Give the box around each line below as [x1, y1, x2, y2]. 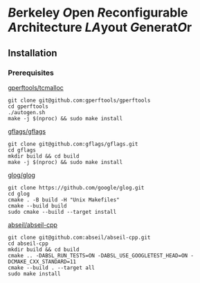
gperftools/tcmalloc [8, 83, 64, 91]
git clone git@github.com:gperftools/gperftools [8, 97, 151, 104]
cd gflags [8, 147, 37, 154]
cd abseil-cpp [8, 240, 49, 247]
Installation [8, 47, 57, 59]
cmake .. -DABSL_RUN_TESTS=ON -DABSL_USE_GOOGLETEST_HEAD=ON [8, 252, 188, 259]
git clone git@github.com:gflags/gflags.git [8, 140, 138, 147]
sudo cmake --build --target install [8, 208, 117, 215]
